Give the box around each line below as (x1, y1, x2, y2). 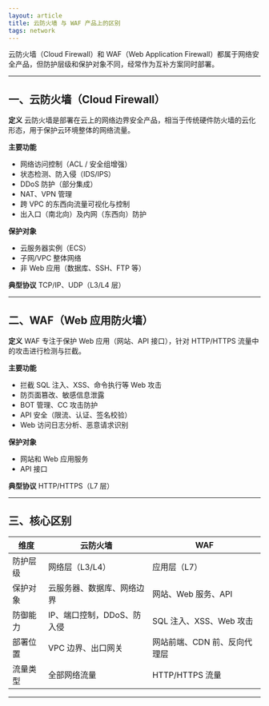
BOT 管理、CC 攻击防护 (19, 401, 98, 409)
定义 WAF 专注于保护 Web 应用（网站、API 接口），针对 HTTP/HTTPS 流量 (8, 337, 252, 345)
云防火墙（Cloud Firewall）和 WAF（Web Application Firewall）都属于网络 (8, 50, 252, 59)
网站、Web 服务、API (151, 588, 233, 600)
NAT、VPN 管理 (19, 189, 72, 199)
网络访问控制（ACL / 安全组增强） (19, 159, 132, 169)
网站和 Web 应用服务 (19, 454, 89, 464)
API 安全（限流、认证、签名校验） (19, 410, 132, 420)
